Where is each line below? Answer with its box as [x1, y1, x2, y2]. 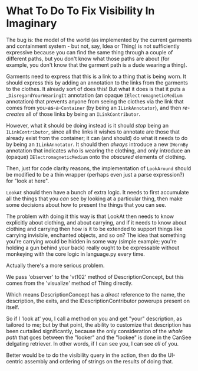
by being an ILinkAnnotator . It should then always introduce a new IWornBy [6, 141, 189, 148]
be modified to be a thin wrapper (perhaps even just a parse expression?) [6, 171, 184, 178]
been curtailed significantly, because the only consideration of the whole [6, 327, 183, 334]
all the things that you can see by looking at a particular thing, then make [6, 195, 183, 202]
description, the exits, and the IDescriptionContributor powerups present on [6, 297, 190, 304]
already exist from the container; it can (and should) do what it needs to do [6, 134, 188, 141]
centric [6, 357, 24, 365]
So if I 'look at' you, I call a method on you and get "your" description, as [6, 315, 183, 322]
